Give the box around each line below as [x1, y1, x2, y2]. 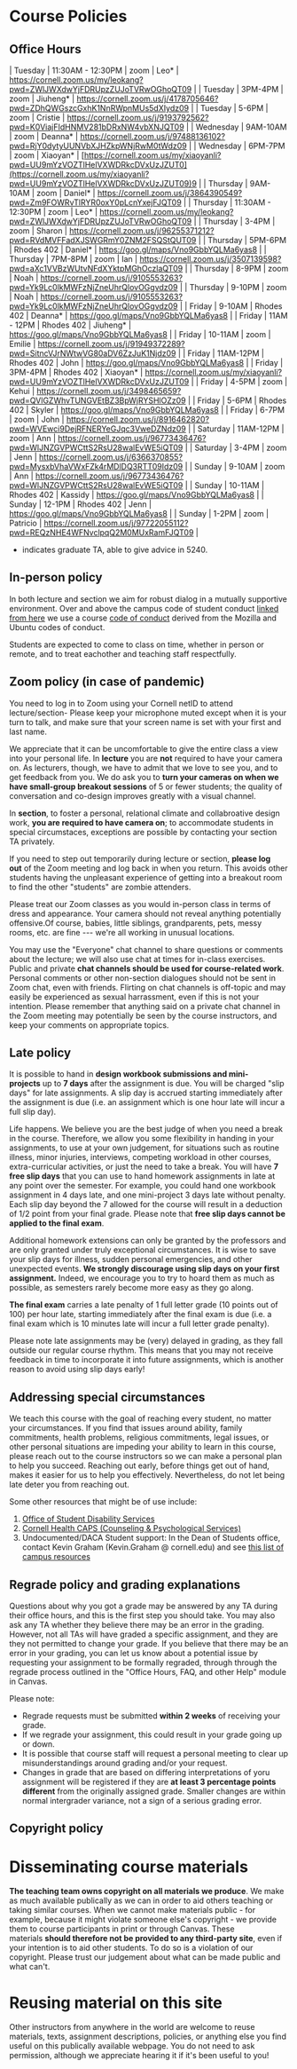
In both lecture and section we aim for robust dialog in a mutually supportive [9, 593, 288, 604]
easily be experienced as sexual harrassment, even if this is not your [9, 991, 260, 1002]
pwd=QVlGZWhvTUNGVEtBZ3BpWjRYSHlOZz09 [9, 395, 186, 406]
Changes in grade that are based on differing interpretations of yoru [21, 1767, 270, 1778]
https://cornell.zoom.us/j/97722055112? [43, 517, 189, 528]
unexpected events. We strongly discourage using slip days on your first [9, 1263, 280, 1275]
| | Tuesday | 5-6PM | [190, 103, 269, 113]
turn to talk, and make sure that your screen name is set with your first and [9, 716, 282, 727]
